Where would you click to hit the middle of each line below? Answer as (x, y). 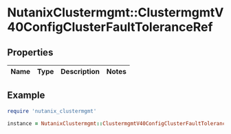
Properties (30, 52)
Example (26, 95)
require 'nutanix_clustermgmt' (52, 111)
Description (80, 71)
